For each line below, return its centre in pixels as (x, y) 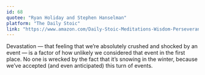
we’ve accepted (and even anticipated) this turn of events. (80, 66)
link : (13, 29)
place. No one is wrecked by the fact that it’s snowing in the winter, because (102, 59)
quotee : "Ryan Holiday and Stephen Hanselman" (67, 18)
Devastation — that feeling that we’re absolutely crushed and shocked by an (102, 46)
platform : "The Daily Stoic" (43, 23)
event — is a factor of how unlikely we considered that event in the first (96, 53)
